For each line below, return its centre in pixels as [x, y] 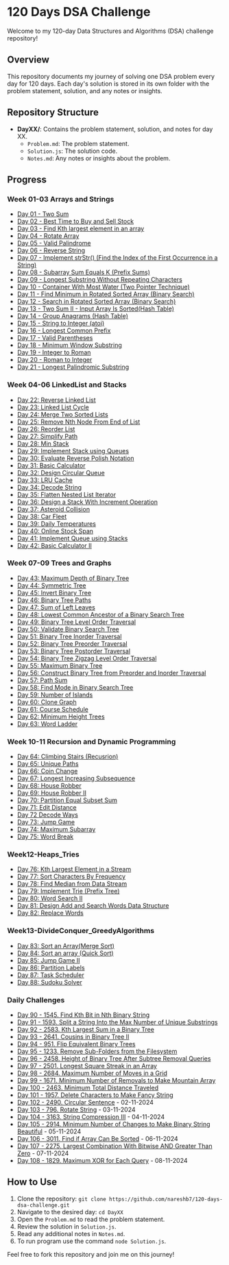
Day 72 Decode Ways [48, 815]
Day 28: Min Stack [43, 444]
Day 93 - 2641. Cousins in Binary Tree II [73, 1037]
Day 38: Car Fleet [42, 516]
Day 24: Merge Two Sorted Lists [62, 414]
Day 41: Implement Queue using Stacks [72, 538]
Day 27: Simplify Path [47, 436]
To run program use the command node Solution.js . [92, 1241]
